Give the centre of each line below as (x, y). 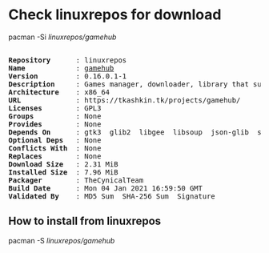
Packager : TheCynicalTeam (76, 180)
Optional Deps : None (55, 140)
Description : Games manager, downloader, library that (129, 84)
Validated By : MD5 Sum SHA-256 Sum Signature (112, 196)
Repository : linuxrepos (68, 60)
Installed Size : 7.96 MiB (63, 172)
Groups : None (55, 116)
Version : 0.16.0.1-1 (68, 76)
